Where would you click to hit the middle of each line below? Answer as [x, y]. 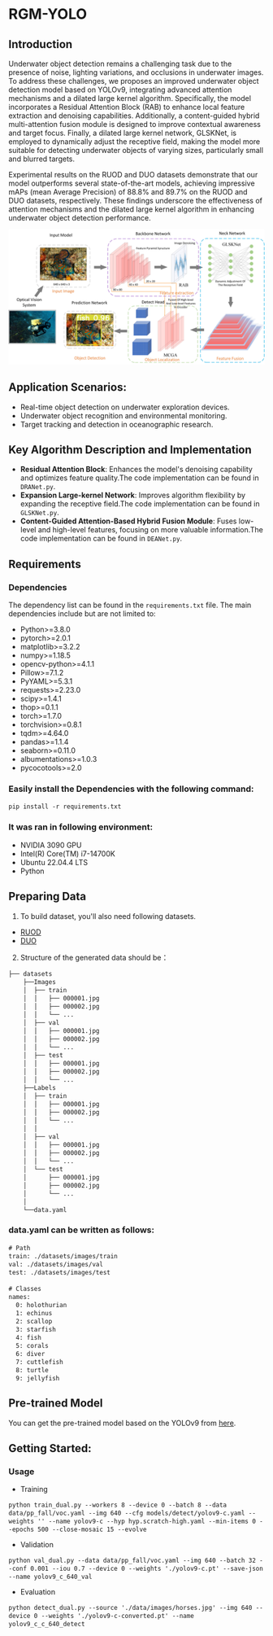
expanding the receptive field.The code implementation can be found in [140, 504]
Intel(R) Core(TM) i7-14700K [67, 853]
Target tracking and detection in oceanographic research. [117, 424]
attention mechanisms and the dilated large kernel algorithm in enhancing [131, 209]
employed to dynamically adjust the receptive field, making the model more [134, 142]
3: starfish [36, 1329]
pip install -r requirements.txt [65, 807]
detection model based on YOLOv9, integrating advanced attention [120, 90]
